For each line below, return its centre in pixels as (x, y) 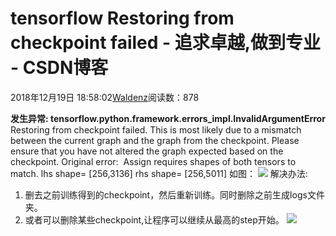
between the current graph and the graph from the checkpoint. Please (155, 140)
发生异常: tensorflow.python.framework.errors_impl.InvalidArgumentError (168, 118)
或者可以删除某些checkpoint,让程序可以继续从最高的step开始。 (154, 219)
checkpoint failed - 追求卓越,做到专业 (166, 43)
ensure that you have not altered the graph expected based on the (147, 151)
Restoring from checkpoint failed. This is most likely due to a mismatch (156, 129)
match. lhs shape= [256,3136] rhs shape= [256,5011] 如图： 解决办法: (159, 173)
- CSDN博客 (59, 68)
